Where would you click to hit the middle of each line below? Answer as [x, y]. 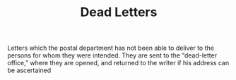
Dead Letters [119, 12]
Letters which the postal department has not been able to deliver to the [111, 48]
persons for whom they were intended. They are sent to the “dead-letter [112, 55]
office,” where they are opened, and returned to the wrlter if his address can [118, 63]
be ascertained [29, 70]
